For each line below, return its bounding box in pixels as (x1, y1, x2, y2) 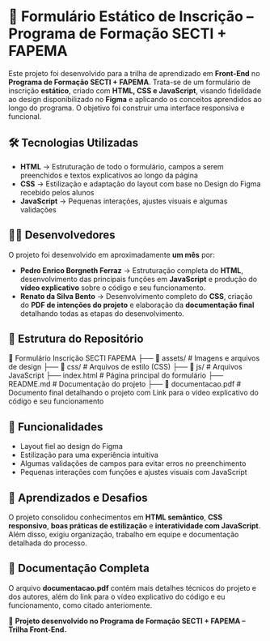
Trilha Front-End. (8, 624, 67, 635)
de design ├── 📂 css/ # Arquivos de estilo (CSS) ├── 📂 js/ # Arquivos (8, 362, 243, 372)
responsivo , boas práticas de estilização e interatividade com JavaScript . (8, 521, 261, 530)
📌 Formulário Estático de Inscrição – (8, 7, 254, 26)
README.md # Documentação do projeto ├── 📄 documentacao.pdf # (8, 379, 242, 389)
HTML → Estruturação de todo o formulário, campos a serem (19, 161, 224, 171)
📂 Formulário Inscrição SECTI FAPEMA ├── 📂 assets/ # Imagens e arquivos (8, 353, 260, 363)
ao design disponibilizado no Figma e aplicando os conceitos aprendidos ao (8, 94, 263, 104)
